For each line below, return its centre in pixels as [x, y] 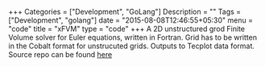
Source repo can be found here [60, 54]
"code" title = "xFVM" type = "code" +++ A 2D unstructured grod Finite [127, 29]
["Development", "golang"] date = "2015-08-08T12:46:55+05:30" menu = [131, 20]
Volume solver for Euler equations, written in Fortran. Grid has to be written [133, 37]
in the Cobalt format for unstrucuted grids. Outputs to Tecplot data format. [132, 46]
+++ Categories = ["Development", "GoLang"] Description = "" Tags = [125, 12]
